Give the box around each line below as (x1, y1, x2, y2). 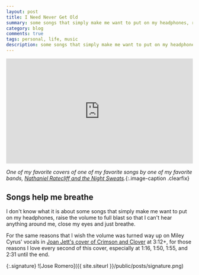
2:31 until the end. (6, 251, 50, 258)
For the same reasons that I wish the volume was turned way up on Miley (6, 232, 185, 239)
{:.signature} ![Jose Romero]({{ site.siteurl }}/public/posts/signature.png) (6, 263, 184, 270)
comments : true (6, 31, 44, 37)
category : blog (6, 25, 44, 31)
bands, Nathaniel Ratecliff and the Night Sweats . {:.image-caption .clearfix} (6, 175, 190, 182)
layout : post (6, 8, 38, 15)
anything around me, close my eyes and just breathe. (6, 220, 136, 227)
